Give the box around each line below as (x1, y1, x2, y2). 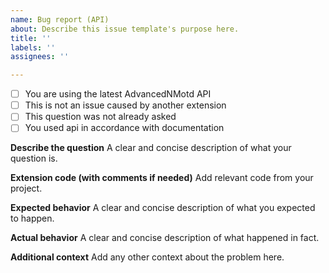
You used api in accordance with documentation (24, 122, 225, 134)
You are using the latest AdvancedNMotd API (24, 88, 212, 100)
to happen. (10, 212, 55, 225)
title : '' (10, 33, 52, 43)
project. (10, 182, 43, 195)
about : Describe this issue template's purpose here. (10, 24, 240, 34)
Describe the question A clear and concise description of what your (10, 142, 292, 154)
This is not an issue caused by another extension (24, 99, 227, 111)
